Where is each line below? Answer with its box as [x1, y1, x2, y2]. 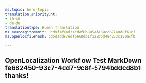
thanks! [5, 71, 29, 80]
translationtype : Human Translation [5, 25, 79, 30]
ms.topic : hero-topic [5, 7, 49, 12]
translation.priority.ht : [5, 12, 57, 17]
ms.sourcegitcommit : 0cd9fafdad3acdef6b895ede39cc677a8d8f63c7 [5, 30, 136, 34]
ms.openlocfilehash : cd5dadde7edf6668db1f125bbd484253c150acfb [5, 34, 136, 39]
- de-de [5, 20, 21, 26]
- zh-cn [5, 16, 21, 21]
